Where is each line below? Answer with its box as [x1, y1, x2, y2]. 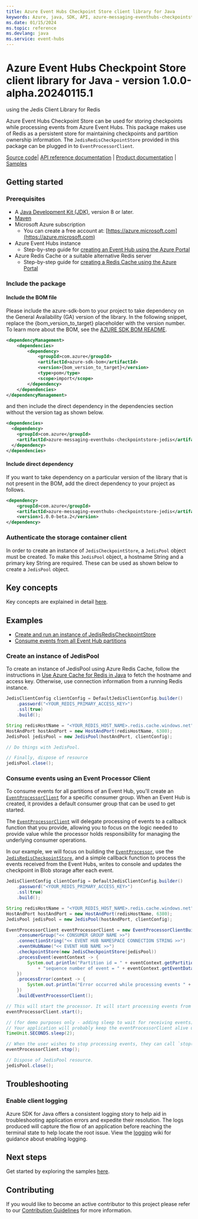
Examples [6, 615, 43, 625]
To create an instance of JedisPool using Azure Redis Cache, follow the [6, 665, 180, 673]
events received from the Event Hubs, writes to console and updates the [6, 861, 181, 868]
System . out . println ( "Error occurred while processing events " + [27, 982, 192, 988]
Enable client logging [6, 1097, 68, 1105]
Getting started [6, 177, 64, 187]
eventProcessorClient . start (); [6, 1009, 83, 1014]
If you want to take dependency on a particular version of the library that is [6, 473, 188, 480]
